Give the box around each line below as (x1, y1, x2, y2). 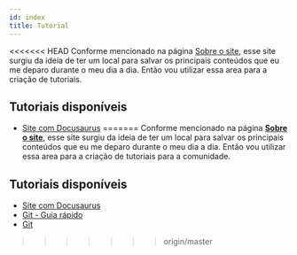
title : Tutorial (9, 21, 69, 30)
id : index (9, 12, 46, 22)
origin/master (163, 236, 213, 247)
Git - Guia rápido (21, 210, 83, 220)
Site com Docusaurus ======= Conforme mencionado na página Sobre (21, 123, 288, 134)
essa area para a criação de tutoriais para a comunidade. (21, 151, 231, 162)
